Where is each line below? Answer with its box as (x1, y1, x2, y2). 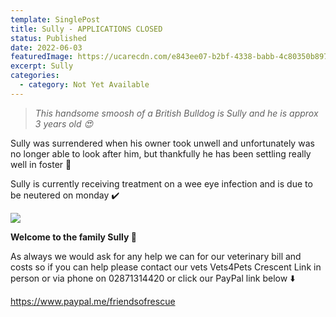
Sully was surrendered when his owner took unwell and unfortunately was (10, 137, 315, 149)
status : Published (10, 33, 87, 43)
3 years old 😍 (34, 117, 94, 130)
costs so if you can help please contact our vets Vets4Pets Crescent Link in (10, 261, 322, 273)
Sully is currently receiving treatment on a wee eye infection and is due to (10, 177, 313, 190)
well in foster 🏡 (10, 158, 72, 170)
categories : (10, 71, 60, 81)
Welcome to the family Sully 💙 (10, 231, 137, 243)
